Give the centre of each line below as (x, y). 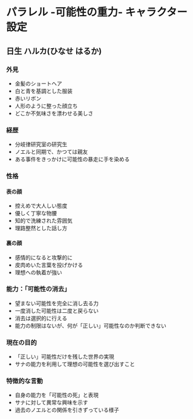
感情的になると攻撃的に (43, 257)
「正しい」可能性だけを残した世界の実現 (64, 357)
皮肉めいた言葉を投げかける (49, 265)
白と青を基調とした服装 (43, 91)
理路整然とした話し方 (41, 228)
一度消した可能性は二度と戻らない (57, 311)
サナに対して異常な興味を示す (51, 402)
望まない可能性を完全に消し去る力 (57, 303)
